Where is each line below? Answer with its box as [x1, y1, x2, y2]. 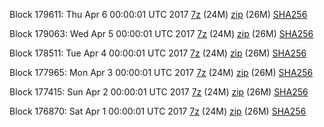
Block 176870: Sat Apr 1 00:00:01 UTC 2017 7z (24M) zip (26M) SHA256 [9, 105, 307, 117]
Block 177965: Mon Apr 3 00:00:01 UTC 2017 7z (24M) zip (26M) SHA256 [9, 67, 314, 78]
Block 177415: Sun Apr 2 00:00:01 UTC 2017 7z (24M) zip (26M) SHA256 [9, 86, 309, 98]
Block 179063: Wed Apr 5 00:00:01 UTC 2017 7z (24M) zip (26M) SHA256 [9, 28, 314, 39]
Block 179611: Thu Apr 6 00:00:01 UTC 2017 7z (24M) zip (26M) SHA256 [9, 9, 308, 20]
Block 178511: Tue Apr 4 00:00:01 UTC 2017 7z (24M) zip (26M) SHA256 [9, 47, 307, 59]
